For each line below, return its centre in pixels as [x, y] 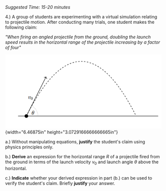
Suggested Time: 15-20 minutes [38, 7]
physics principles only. [29, 147]
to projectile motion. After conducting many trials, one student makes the [80, 22]
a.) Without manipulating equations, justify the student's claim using [75, 142]
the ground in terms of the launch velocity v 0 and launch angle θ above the [82, 162]
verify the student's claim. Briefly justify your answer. [60, 184]
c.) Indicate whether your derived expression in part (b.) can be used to [79, 178]
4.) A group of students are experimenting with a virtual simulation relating [81, 17]
